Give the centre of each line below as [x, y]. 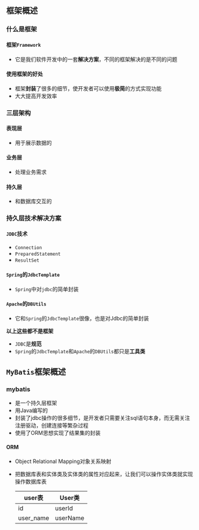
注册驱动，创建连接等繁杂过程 [51, 425]
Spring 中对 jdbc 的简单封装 [47, 289]
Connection [28, 248]
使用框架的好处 [25, 74]
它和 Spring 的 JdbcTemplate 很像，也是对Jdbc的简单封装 [82, 318]
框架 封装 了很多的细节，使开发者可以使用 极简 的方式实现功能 [88, 88]
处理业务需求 [30, 172]
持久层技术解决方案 [34, 219]
